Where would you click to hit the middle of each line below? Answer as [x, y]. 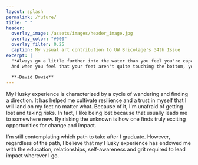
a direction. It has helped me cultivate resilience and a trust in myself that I [96, 100]
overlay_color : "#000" [39, 39]
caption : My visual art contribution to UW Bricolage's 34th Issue [96, 50]
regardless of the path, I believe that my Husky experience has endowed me [99, 143]
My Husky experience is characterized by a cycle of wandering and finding [97, 94]
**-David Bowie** [33, 77]
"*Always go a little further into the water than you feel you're [96, 61]
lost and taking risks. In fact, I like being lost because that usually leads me [97, 113]
